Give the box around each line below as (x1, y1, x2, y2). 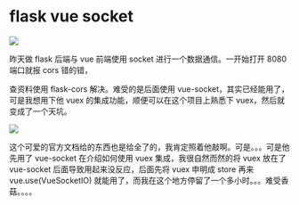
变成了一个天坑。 (9, 105, 72, 117)
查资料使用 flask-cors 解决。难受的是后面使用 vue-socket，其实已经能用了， (9, 83, 289, 94)
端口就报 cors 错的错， (9, 64, 93, 75)
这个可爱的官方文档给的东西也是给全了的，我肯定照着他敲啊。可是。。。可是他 (9, 141, 290, 152)
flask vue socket (9, 6, 133, 27)
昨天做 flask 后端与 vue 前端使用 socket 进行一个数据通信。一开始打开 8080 (9, 53, 287, 64)
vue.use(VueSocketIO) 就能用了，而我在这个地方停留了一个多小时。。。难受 (9, 175, 282, 185)
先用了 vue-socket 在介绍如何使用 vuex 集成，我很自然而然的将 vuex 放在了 (9, 152, 287, 163)
